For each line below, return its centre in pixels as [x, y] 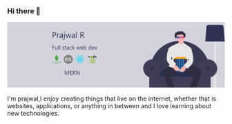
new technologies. [33, 114]
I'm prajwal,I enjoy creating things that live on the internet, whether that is [112, 99]
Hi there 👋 [24, 11]
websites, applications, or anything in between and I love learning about [109, 106]
